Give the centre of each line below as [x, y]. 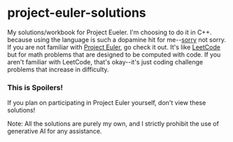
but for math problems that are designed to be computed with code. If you [114, 55]
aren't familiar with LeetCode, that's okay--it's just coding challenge [105, 62]
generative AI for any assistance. [55, 132]
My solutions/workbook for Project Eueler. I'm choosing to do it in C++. [110, 32]
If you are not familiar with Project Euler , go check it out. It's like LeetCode [114, 47]
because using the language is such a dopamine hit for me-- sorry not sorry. [116, 39]
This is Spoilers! [35, 87]
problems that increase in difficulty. [58, 69]
